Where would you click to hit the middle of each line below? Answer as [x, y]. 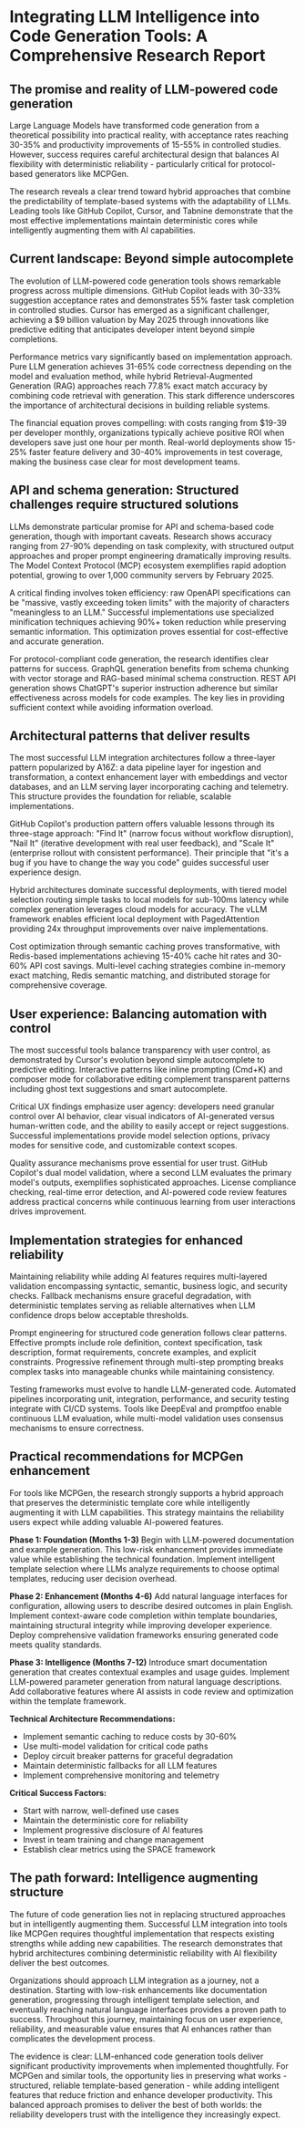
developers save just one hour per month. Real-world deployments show [146, 442]
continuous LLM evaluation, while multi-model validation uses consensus [147, 1418]
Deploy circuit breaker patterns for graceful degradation [128, 1755]
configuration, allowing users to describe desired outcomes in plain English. [152, 1605]
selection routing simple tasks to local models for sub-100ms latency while [149, 899]
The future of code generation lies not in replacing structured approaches [147, 1914]
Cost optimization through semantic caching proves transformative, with [145, 947]
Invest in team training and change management [113, 1839]
